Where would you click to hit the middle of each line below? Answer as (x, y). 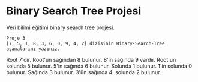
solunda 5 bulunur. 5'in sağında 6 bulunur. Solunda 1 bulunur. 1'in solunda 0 (99, 66)
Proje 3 (16, 38)
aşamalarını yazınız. (33, 49)
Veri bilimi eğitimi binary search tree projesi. (61, 27)
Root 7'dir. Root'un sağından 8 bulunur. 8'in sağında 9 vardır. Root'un (91, 59)
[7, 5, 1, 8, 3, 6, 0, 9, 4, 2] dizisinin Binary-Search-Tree (85, 43)
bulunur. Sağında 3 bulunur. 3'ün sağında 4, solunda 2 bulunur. (84, 72)
